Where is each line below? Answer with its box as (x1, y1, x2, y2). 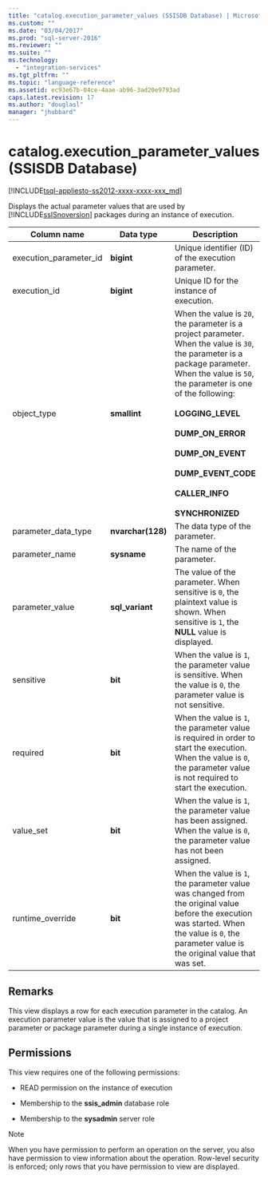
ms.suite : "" (8, 49, 52, 57)
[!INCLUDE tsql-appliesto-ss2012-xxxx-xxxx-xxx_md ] (8, 185, 183, 196)
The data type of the (174, 520, 251, 532)
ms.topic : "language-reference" (8, 78, 116, 86)
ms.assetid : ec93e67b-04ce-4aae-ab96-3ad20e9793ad (8, 85, 180, 94)
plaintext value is (174, 596, 238, 607)
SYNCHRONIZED (174, 508, 240, 519)
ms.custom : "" (8, 19, 56, 27)
